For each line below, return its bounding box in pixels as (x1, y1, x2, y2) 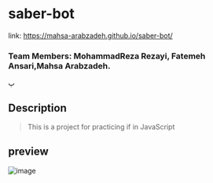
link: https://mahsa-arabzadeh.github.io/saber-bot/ (8, 31, 173, 40)
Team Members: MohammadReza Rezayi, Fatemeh (8, 50, 206, 62)
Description (8, 101, 67, 114)
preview (8, 145, 49, 159)
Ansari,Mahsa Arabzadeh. (8, 60, 111, 71)
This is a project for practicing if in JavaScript (27, 122, 175, 132)
